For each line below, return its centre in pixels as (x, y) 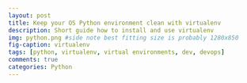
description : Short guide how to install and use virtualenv (111, 30)
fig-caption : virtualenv (49, 45)
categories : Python (40, 67)
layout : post (30, 15)
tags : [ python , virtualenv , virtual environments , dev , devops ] (116, 52)
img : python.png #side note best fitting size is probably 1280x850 (123, 38)
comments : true (33, 60)
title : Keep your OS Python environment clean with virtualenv (115, 23)
